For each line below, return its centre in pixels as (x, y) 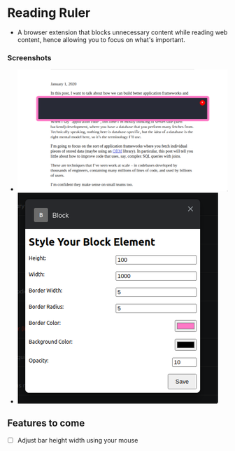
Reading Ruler (49, 13)
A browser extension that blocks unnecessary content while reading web (122, 32)
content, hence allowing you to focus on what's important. (101, 39)
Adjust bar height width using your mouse (78, 440)
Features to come (46, 423)
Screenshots (29, 57)
